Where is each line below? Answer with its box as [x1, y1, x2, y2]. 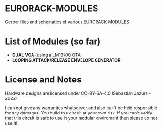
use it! [5, 120, 17, 126]
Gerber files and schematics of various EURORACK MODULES [5, 19, 130, 25]
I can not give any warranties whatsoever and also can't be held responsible [5, 105, 158, 111]
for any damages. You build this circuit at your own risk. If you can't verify [5, 110, 153, 115]
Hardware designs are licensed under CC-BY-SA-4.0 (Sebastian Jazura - [5, 90, 151, 96]
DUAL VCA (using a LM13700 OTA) [12, 52, 82, 58]
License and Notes [5, 74, 81, 85]
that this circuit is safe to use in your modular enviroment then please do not [5, 115, 157, 121]
